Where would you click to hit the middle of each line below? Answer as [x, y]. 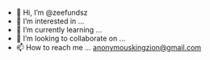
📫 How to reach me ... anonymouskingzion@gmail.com [109, 47]
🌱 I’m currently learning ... [59, 30]
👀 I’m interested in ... [50, 21]
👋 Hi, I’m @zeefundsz [52, 13]
